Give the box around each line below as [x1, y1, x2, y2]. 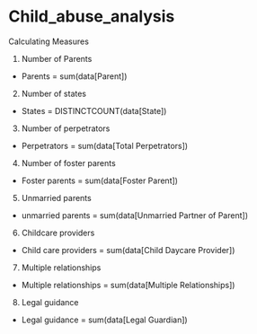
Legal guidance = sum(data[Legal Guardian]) [21, 314, 188, 325]
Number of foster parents [21, 157, 116, 168]
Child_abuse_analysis [8, 6, 175, 27]
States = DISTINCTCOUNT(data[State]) [21, 105, 167, 116]
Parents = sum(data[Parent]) [21, 70, 128, 82]
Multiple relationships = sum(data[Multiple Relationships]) [21, 279, 235, 290]
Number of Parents [21, 53, 93, 64]
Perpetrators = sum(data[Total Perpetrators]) [21, 140, 189, 151]
